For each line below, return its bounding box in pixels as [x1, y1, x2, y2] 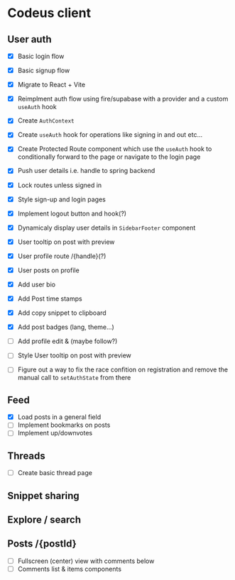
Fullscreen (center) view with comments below [17, 557, 155, 565]
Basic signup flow [17, 66, 70, 75]
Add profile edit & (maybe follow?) [17, 337, 118, 345]
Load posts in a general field [17, 413, 102, 421]
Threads [7, 450, 46, 462]
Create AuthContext [17, 116, 75, 125]
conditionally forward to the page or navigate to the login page [17, 152, 201, 161]
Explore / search [7, 514, 82, 526]
